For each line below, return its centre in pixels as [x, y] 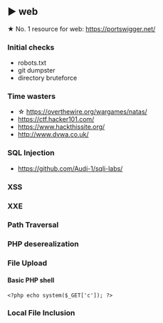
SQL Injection [31, 153]
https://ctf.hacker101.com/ [56, 120]
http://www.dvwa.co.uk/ [53, 134]
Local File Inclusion [41, 313]
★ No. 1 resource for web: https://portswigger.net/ [81, 28]
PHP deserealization [43, 244]
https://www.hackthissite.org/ [61, 127]
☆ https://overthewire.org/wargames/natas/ [82, 112]
